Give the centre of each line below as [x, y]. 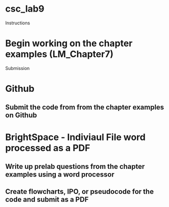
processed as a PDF [48, 148]
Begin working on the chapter [69, 43]
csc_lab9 [25, 9]
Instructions [18, 23]
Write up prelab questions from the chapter [75, 167]
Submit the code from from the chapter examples [85, 107]
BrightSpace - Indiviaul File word [75, 137]
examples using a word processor [60, 175]
